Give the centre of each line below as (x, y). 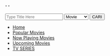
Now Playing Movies (33, 38)
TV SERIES (23, 48)
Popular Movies (28, 32)
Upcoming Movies (31, 43)
